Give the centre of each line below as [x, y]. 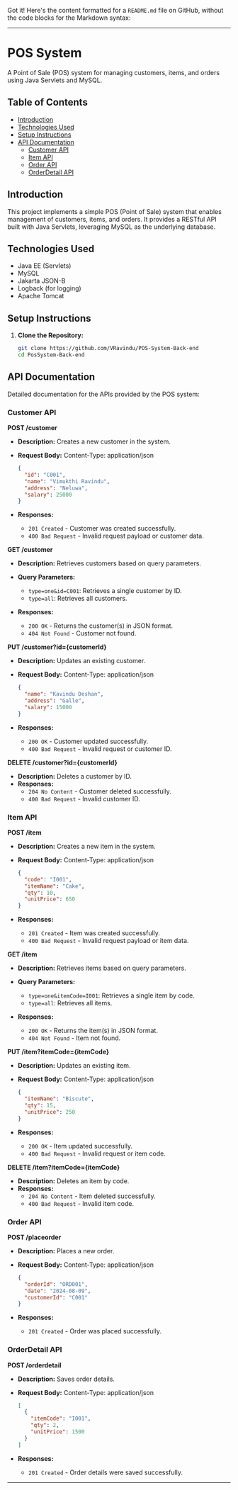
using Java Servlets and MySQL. [55, 80]
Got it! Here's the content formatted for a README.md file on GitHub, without [115, 10]
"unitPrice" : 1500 [58, 1432]
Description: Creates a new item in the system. [86, 846]
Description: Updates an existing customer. [81, 661]
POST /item [24, 833]
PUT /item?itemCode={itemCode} [58, 1052]
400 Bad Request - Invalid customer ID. [84, 798]
